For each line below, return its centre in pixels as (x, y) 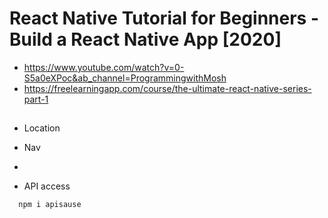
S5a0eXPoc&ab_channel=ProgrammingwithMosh (125, 78)
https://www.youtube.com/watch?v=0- (104, 67)
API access (47, 186)
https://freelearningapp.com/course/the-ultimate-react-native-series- (167, 88)
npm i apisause (50, 205)
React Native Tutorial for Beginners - (164, 18)
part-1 (36, 99)
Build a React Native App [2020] (145, 39)
